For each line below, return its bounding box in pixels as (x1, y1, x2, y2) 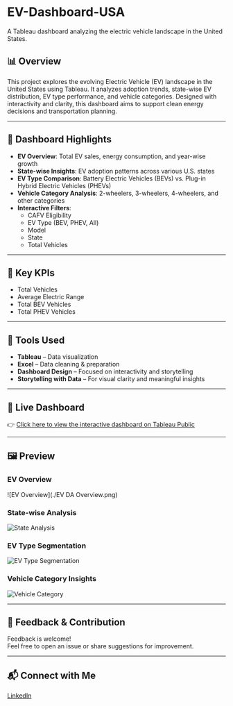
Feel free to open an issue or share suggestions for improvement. (7, 642, 194, 650)
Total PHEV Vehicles (17, 308, 76, 316)
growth (17, 159, 38, 167)
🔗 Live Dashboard (7, 401, 85, 413)
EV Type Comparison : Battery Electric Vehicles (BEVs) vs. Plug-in (17, 174, 207, 183)
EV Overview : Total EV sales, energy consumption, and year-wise (17, 152, 206, 160)
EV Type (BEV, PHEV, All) (27, 218, 99, 226)
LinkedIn (7, 691, 32, 700)
